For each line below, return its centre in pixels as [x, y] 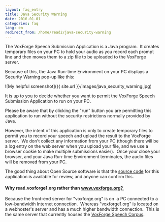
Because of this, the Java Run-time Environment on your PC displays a [77, 71]
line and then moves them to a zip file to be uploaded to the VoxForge [76, 57]
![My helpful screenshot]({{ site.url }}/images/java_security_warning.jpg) [78, 86]
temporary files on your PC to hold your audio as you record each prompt [80, 52]
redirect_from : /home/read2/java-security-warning [58, 32]
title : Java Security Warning [36, 14]
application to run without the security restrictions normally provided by [78, 116]
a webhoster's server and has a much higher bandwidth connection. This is [82, 209]
